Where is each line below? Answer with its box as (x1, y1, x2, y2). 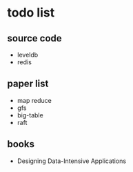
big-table (17, 111, 43, 119)
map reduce (17, 96, 52, 104)
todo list (7, 5, 55, 21)
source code (7, 32, 62, 44)
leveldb (17, 50, 39, 59)
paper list (7, 78, 49, 90)
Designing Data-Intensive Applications (17, 157, 126, 165)
